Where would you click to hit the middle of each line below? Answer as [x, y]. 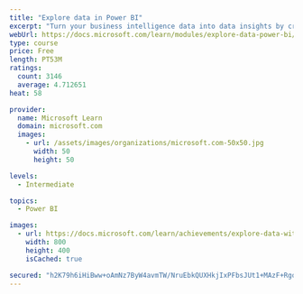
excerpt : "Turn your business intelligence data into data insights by [147, 26]
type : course [34, 43]
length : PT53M [36, 60]
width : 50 [51, 152]
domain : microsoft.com [60, 126]
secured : [26, 275]
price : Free [32, 51]
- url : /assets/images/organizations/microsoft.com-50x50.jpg [145, 143]
